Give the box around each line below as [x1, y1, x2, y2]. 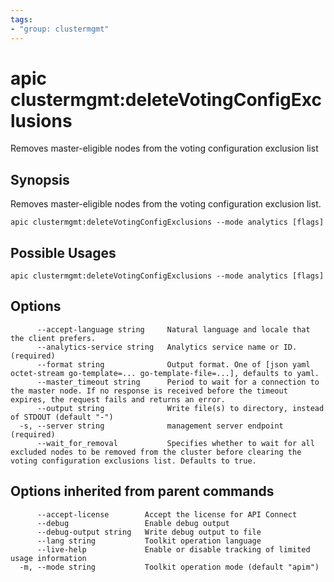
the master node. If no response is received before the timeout [10, 386, 288, 396]
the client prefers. [10, 333, 97, 343]
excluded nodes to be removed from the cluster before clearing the [10, 447, 302, 457]
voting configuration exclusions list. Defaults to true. [10, 456, 257, 466]
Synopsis [10, 171, 70, 188]
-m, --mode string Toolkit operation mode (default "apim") [19, 562, 320, 572]
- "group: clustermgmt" [10, 24, 110, 34]
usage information [10, 553, 87, 563]
